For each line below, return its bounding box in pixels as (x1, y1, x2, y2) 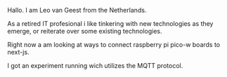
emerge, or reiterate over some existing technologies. (7, 27, 162, 35)
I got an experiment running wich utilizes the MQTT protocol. (7, 62, 183, 69)
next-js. (7, 48, 30, 56)
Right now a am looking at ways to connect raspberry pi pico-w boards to (7, 41, 221, 48)
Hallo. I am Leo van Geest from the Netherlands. (7, 6, 147, 14)
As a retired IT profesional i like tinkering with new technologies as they (7, 20, 214, 27)
